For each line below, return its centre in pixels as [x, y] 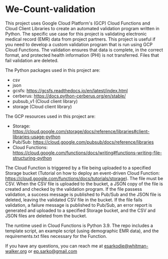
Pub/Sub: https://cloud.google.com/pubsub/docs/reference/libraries [83, 142]
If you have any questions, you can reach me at [54, 246]
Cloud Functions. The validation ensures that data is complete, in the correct [84, 50]
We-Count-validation [50, 9]
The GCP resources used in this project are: [50, 116]
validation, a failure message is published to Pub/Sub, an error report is [79, 205]
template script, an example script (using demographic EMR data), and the [82, 231]
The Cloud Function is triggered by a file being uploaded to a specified [78, 168]
